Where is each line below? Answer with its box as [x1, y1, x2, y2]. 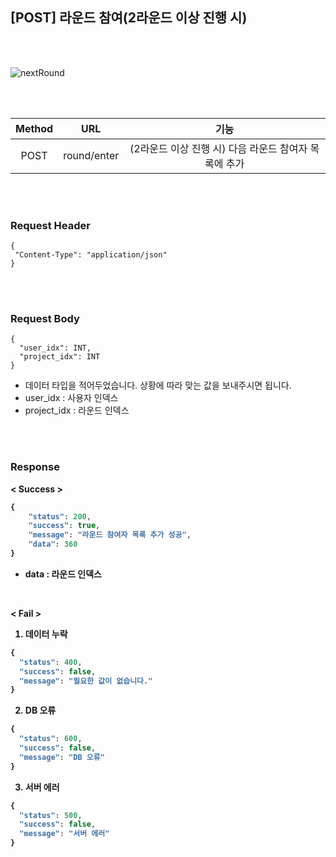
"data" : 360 [28, 539, 78, 550]
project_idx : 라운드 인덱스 [24, 404, 130, 417]
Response [10, 460, 60, 474]
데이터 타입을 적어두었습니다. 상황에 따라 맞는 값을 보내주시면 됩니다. [24, 379, 292, 392]
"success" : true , [28, 521, 101, 531]
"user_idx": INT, [19, 343, 92, 353]
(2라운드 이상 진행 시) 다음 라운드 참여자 [129, 141, 308, 155]
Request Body [10, 312, 80, 326]
